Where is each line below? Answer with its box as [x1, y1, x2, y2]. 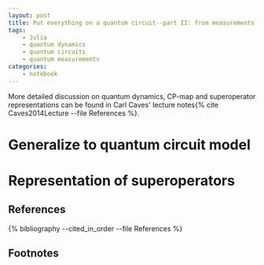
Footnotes [8, 247, 59, 260]
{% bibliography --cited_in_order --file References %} [8, 223, 183, 233]
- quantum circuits [22, 48, 86, 56]
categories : [8, 63, 47, 71]
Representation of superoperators [8, 172, 236, 190]
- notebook [22, 70, 58, 78]
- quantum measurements [22, 56, 101, 64]
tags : [8, 26, 26, 34]
